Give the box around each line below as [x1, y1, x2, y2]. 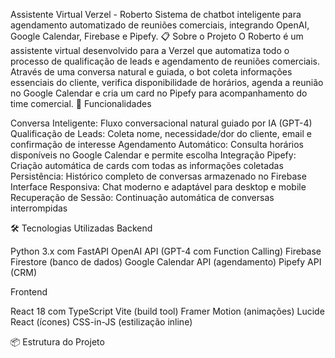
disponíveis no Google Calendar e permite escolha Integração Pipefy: [10, 149, 297, 161]
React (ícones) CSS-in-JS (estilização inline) [10, 316, 193, 328]
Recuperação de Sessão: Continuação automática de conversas [10, 192, 275, 203]
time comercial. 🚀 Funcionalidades [10, 98, 152, 109]
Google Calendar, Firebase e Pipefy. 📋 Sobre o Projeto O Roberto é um [10, 30, 304, 42]
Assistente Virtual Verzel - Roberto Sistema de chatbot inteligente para [10, 9, 302, 20]
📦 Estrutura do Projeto [10, 336, 105, 348]
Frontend [10, 286, 48, 298]
